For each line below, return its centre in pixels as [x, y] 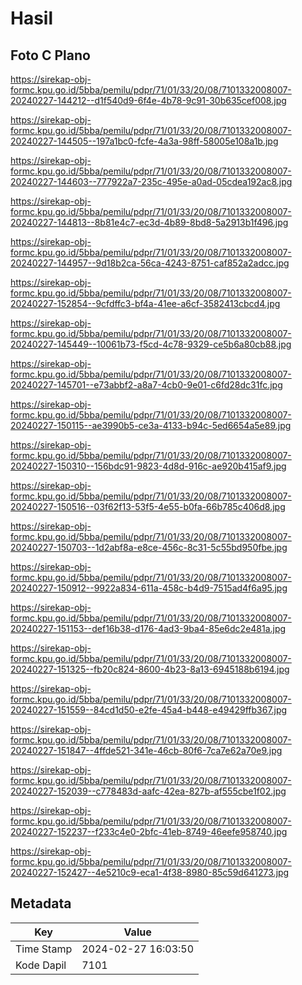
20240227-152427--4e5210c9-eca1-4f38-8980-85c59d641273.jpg [150, 872]
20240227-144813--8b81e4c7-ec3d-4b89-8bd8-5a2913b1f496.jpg [149, 222]
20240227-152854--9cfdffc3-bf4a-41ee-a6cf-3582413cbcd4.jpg [145, 303]
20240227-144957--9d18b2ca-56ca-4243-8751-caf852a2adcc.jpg [150, 263]
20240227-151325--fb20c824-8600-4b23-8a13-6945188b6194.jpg [150, 669]
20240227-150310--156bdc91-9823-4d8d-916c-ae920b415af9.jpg [148, 466]
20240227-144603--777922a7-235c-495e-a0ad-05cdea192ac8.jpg [151, 181]
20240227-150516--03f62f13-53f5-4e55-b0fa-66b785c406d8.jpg [148, 506]
